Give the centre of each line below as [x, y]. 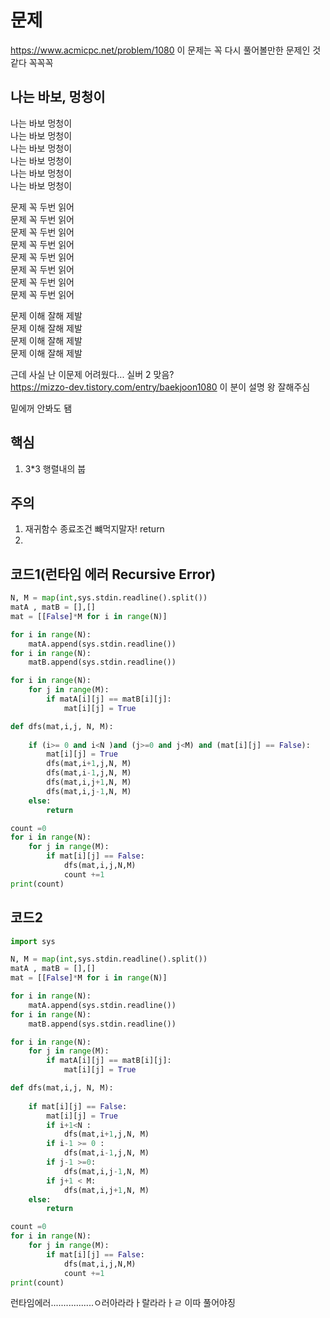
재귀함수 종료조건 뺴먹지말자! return [94, 529]
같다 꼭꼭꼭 [32, 62]
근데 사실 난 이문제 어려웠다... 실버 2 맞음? [92, 374]
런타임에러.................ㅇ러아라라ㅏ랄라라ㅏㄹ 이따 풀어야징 [123, 1303]
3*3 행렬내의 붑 [55, 468]
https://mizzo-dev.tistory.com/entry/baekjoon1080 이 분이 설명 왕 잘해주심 [160, 387]
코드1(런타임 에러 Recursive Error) [113, 574]
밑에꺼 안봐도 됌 [41, 408]
